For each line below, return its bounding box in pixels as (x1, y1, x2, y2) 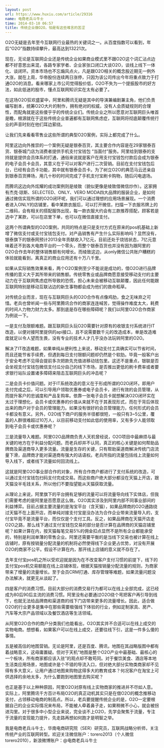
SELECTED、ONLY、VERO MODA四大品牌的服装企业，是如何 (32, 190, 156, 195)
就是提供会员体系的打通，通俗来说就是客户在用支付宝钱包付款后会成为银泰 (9, 155, 159, 161)
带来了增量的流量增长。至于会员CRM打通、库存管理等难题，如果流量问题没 (5, 569, 156, 575)
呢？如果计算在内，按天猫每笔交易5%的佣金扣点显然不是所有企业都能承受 (5, 528, 153, 534)
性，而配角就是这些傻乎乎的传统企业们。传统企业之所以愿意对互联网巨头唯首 (5, 109, 159, 115)
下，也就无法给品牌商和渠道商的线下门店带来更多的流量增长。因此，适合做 (5, 598, 155, 604)
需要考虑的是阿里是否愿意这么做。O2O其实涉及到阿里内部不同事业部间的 (9, 498, 155, 504)
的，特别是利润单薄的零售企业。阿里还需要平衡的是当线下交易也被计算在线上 (5, 534, 159, 540)
